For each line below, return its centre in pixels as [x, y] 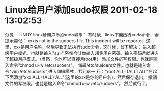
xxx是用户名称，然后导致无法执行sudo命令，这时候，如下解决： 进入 [82, 47]
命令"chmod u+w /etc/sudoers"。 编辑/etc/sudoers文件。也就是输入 [78, 65]
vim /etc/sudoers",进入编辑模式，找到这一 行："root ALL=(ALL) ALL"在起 [84, 71]
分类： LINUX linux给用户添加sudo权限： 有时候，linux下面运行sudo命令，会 [82, 35]
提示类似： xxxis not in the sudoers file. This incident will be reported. [75, 41]
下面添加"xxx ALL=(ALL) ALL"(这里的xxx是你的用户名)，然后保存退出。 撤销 [81, 77]
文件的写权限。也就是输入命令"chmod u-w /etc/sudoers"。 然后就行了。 [78, 83]
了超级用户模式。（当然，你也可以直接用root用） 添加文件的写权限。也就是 [79, 59]
